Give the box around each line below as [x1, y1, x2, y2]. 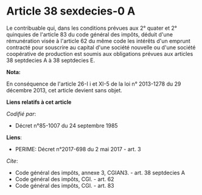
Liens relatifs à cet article [6, 98, 72, 106]
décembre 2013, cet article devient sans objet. [6, 86, 123, 94]
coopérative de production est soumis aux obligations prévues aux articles [6, 50, 193, 57]
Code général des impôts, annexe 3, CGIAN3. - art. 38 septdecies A [15, 169, 186, 176]
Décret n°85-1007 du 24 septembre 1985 [15, 121, 118, 129]
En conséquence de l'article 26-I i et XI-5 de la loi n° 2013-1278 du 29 [6, 80, 181, 87]
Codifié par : [6, 110, 37, 117]
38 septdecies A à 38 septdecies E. [6, 56, 96, 64]
